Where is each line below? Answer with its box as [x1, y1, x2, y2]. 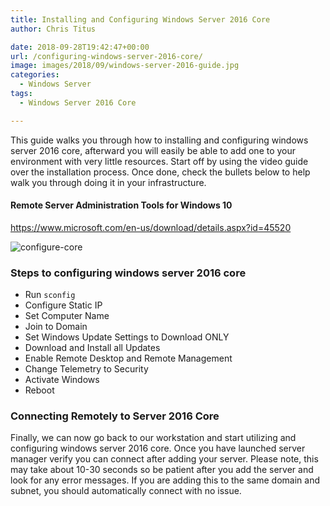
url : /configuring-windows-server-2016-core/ [10, 51, 203, 61]
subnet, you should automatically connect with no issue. [10, 485, 242, 497]
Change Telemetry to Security [24, 363, 149, 375]
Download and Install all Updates [24, 342, 161, 354]
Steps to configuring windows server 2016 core [10, 266, 247, 280]
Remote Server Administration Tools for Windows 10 [10, 199, 233, 211]
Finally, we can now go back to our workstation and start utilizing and [10, 432, 297, 444]
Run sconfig [24, 289, 76, 301]
